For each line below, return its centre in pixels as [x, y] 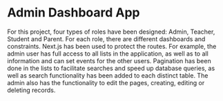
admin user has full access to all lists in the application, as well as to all [108, 54]
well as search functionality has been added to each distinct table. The [108, 75]
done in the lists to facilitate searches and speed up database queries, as [111, 68]
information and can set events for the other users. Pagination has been [109, 60]
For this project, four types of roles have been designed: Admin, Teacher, [111, 32]
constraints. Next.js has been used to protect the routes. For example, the [112, 46]
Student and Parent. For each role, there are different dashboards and [106, 38]
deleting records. [31, 90]
